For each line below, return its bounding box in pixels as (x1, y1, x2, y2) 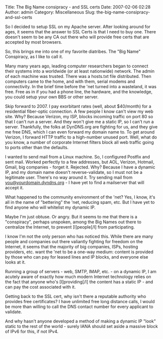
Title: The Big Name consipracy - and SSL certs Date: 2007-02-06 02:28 (5, 4, 151, 10)
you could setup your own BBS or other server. (5, 94, 98, 100)
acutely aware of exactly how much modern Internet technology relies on (5, 274, 151, 279)
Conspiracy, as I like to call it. (5, 54, 63, 60)
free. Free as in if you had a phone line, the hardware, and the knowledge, (5, 89, 153, 94)
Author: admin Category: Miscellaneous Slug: (5, 9, 96, 15)
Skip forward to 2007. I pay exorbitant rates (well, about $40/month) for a (5, 104, 151, 109)
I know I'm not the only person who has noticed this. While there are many (5, 233, 154, 239)
